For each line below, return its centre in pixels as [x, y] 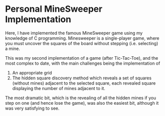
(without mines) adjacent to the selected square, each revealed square [84, 83]
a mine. [13, 48]
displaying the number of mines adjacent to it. [59, 88]
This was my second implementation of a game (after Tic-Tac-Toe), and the [82, 58]
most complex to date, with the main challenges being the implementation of [83, 63]
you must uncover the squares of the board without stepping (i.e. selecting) [82, 43]
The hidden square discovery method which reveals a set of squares [82, 78]
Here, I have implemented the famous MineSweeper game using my [74, 33]
